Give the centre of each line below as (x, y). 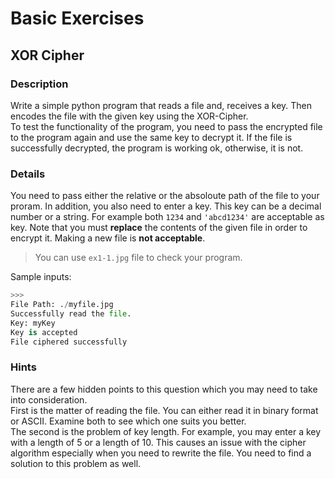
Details (28, 174)
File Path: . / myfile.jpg (62, 305)
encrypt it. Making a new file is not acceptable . (108, 238)
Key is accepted (44, 332)
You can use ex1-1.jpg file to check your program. (138, 258)
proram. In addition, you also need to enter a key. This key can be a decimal (166, 206)
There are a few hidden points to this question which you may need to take (164, 389)
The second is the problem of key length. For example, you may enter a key (166, 431)
